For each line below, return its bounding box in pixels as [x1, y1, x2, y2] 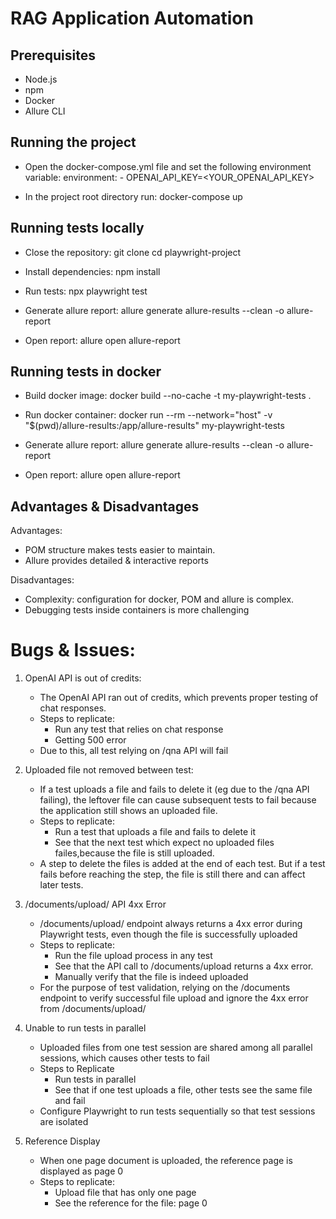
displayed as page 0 [39, 1165, 124, 1177]
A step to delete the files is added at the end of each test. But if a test [39, 858, 326, 870]
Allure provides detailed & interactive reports [24, 555, 209, 567]
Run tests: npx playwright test [24, 285, 148, 297]
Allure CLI [24, 105, 66, 117]
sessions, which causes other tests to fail [39, 1052, 210, 1064]
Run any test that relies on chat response [54, 723, 224, 736]
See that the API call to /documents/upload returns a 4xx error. [54, 960, 314, 972]
